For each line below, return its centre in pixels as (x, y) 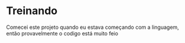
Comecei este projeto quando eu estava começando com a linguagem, (92, 27)
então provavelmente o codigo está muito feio (62, 33)
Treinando (32, 11)
